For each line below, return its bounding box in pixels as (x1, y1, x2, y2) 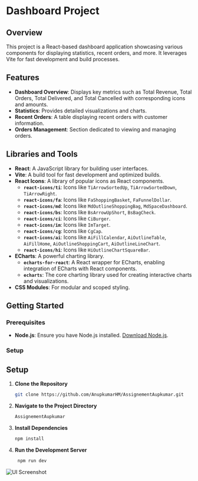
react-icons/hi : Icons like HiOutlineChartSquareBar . (23, 246, 150, 253)
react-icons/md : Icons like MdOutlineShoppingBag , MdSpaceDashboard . (23, 202, 187, 210)
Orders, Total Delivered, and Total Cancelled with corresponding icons (14, 94, 186, 101)
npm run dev (17, 457, 47, 463)
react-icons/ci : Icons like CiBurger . (23, 215, 111, 222)
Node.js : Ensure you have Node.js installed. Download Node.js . (14, 331, 169, 339)
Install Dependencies (14, 424, 68, 431)
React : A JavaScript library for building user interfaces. (14, 165, 149, 172)
